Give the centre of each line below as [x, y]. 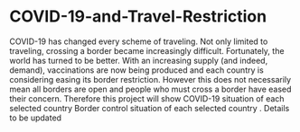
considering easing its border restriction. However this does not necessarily [150, 79]
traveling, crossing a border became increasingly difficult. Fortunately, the [147, 50]
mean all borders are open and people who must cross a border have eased [150, 89]
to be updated [35, 118]
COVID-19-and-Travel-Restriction [138, 17]
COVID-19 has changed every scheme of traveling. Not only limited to [139, 41]
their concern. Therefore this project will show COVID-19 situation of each [147, 98]
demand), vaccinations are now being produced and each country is [136, 70]
